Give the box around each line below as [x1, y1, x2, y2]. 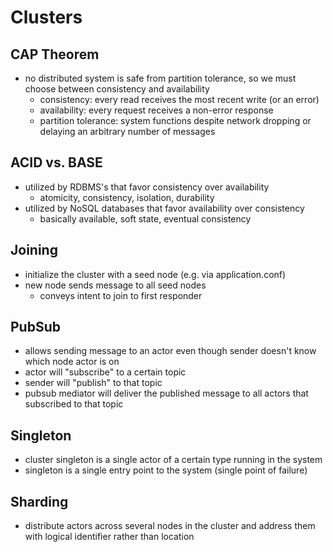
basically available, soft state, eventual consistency [39, 212, 252, 225]
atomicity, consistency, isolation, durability [39, 191, 215, 203]
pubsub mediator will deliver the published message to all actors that [24, 387, 309, 400]
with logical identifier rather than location [24, 531, 195, 543]
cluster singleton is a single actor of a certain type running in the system [24, 454, 323, 466]
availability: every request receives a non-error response [39, 104, 274, 116]
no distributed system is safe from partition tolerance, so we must [24, 72, 297, 84]
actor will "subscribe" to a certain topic [24, 366, 187, 378]
